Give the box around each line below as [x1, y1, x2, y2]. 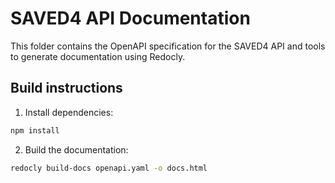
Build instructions [10, 80, 123, 97]
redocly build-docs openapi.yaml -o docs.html [10, 163, 208, 173]
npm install [10, 125, 60, 136]
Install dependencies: [24, 106, 114, 118]
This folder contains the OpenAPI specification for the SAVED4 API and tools [10, 40, 326, 52]
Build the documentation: [24, 143, 129, 156]
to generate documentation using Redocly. [10, 50, 186, 62]
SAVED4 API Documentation [10, 7, 251, 30]
